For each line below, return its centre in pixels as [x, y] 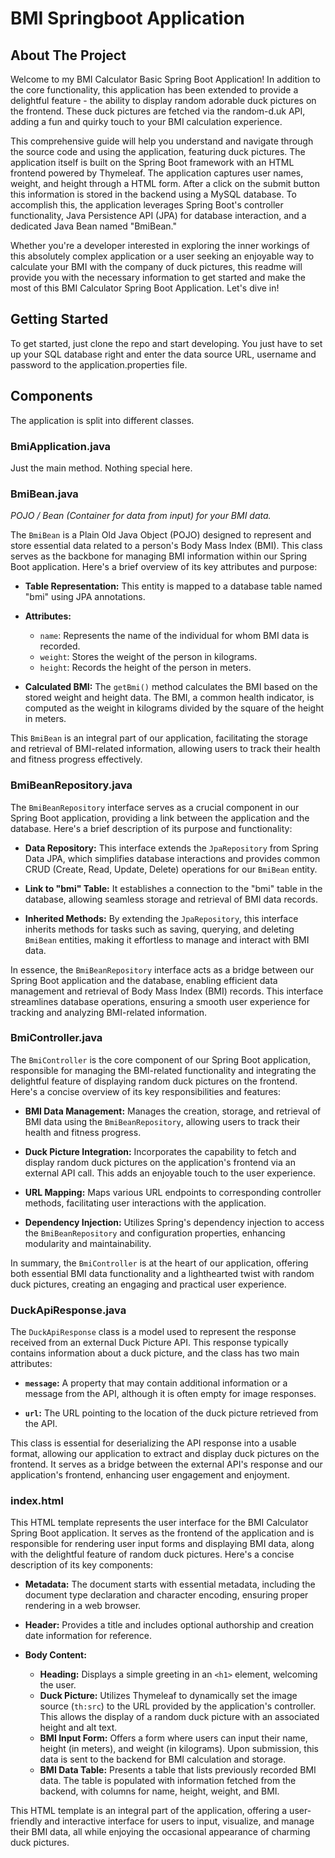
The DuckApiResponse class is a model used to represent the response [153, 1332]
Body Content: [55, 1655]
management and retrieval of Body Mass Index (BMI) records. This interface [167, 991]
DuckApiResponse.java [68, 1310]
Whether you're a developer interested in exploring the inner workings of [160, 245]
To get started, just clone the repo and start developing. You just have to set [166, 343]
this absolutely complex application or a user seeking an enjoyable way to [162, 256]
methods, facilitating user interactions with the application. [145, 1203]
